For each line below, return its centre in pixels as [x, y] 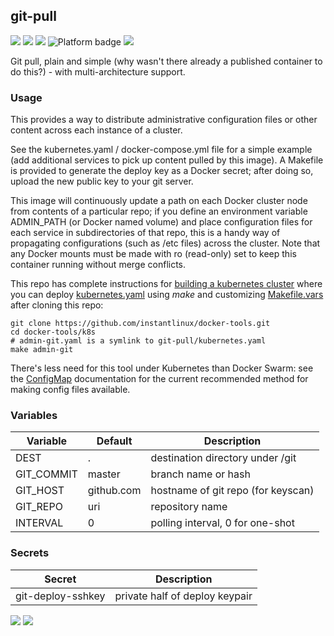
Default [114, 441]
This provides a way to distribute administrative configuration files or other [164, 120]
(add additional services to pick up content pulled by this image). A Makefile [167, 160]
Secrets [30, 553]
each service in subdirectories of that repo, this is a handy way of [145, 233]
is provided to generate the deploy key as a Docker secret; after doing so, [162, 171]
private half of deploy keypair [183, 596]
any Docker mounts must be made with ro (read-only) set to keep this [153, 254]
